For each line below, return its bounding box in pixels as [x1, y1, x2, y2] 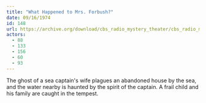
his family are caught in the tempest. [6, 90, 99, 97]
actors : [6, 32, 26, 38]
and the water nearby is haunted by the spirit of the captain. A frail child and [6, 83, 199, 90]
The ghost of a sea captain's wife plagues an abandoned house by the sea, [6, 77, 197, 84]
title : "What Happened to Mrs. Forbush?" [6, 9, 114, 15]
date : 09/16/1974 [6, 15, 51, 21]
